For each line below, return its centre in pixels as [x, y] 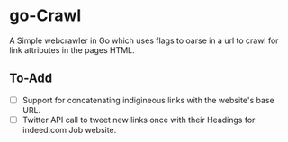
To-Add [31, 79]
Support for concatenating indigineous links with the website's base [148, 100]
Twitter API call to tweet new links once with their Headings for [139, 120]
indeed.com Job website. [69, 129]
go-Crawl [45, 16]
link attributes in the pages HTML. [72, 49]
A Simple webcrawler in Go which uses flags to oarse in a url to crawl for [144, 40]
